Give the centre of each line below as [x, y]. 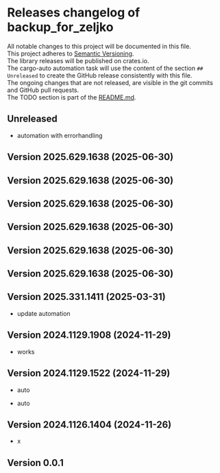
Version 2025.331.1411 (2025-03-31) [86, 297]
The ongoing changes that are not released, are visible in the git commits [110, 82]
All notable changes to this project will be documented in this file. [99, 46]
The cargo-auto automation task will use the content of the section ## [105, 68]
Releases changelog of [74, 13]
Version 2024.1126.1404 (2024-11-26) [89, 425]
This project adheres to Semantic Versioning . [71, 54]
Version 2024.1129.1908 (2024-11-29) [89, 335]
